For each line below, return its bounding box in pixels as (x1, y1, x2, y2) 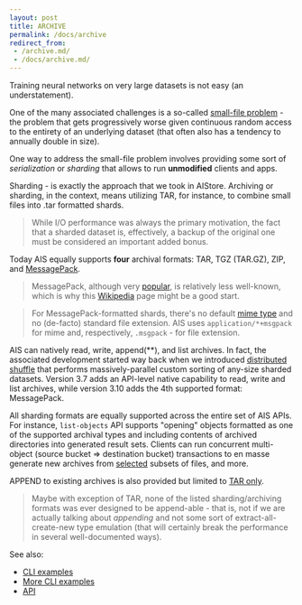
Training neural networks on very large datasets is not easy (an (9, 80, 244, 90)
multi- (252, 439, 274, 450)
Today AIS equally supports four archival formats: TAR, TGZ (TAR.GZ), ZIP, (9, 254, 286, 265)
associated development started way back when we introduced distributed (9, 354, 288, 365)
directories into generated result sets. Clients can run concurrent (9, 439, 251, 450)
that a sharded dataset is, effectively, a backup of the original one (31, 227, 276, 237)
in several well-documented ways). (31, 532, 162, 542)
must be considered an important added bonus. (31, 237, 209, 247)
